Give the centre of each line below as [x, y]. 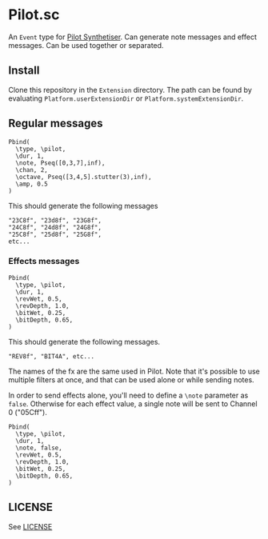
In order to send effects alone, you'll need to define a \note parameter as [128, 395]
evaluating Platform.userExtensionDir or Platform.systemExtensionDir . [126, 98]
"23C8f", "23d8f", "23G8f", [55, 220]
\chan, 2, [32, 170]
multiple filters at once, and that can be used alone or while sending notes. [131, 379]
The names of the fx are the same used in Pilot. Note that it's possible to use [134, 371]
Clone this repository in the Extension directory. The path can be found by [130, 90]
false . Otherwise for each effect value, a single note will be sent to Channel [133, 403]
